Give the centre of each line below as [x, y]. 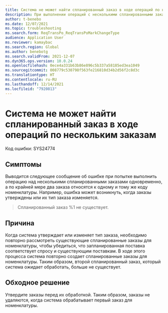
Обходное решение [37, 283]
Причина [20, 223]
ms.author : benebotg [27, 51]
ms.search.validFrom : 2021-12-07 [40, 56]
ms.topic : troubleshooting [33, 28]
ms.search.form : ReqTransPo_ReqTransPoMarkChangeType [62, 33]
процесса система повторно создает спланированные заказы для [76, 256]
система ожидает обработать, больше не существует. [63, 267]
